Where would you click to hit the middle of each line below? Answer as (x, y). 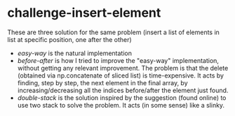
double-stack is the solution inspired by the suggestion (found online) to (122, 97)
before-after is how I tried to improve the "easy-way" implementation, (118, 60)
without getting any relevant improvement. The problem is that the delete (123, 68)
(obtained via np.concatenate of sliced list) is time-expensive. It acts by (121, 75)
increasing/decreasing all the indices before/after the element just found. (123, 90)
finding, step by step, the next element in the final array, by (102, 82)
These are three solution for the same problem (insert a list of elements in (113, 32)
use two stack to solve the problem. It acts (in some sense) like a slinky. (121, 105)
